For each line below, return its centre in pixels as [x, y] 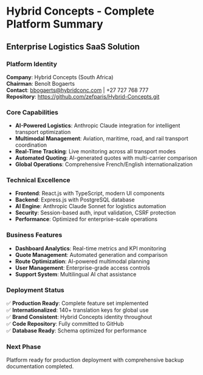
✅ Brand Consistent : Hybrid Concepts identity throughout [79, 317]
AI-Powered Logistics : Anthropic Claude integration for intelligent [98, 125]
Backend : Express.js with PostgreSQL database [75, 200]
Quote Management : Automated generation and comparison [91, 254]
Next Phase [24, 346]
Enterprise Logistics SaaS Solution [73, 47]
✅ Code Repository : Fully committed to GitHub [65, 324]
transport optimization [43, 132]
